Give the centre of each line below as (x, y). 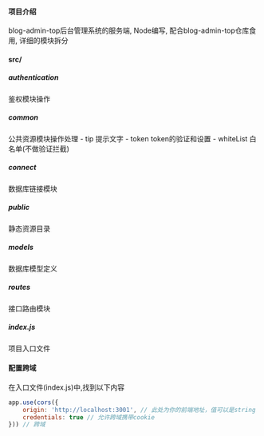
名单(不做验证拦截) (39, 149)
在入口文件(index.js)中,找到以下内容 (67, 387)
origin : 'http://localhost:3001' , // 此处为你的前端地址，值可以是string (139, 410)
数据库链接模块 (33, 188)
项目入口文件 (29, 348)
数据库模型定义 (33, 268)
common (23, 117)
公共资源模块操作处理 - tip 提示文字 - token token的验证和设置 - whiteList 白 (132, 138)
